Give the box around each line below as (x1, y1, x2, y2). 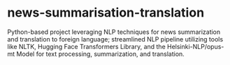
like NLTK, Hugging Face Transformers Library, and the (7, 42, 166, 50)
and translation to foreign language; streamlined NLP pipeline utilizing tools (7, 35, 224, 43)
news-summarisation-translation (7, 5, 205, 21)
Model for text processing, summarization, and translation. (16, 50, 185, 58)
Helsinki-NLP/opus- (166, 42, 224, 50)
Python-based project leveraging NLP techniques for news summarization (7, 28, 221, 36)
